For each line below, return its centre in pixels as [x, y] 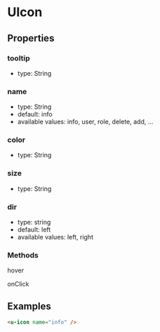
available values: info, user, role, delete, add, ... [85, 122]
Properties [31, 38]
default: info [35, 114]
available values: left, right [55, 237]
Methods [23, 255]
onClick [18, 284]
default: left [34, 230]
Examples [29, 306]
